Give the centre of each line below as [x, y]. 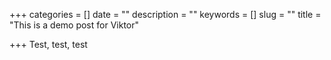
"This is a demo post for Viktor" [74, 25]
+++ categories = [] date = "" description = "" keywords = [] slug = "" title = [165, 14]
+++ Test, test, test [48, 44]
